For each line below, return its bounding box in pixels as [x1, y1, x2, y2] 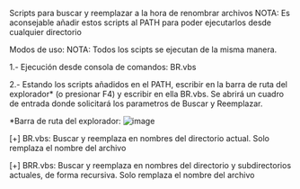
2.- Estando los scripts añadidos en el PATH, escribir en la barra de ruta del [9, 79, 287, 89]
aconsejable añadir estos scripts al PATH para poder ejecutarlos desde [9, 17, 272, 28]
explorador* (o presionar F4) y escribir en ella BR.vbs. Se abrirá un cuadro [9, 89, 285, 99]
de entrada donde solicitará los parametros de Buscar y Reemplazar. [9, 98, 263, 109]
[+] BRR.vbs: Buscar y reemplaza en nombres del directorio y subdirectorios [9, 160, 292, 170]
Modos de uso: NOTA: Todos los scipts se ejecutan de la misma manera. [9, 44, 278, 55]
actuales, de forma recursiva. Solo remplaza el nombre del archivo [9, 170, 255, 180]
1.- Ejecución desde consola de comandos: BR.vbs [9, 62, 197, 72]
